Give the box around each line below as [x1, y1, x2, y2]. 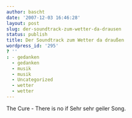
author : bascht [6, 9, 45, 15]
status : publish [6, 32, 48, 38]
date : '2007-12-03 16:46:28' [6, 15, 81, 21]
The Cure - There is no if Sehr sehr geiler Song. [6, 105, 127, 112]
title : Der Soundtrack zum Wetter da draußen [6, 37, 124, 43]
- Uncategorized [12, 77, 53, 83]
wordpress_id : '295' [6, 43, 59, 49]
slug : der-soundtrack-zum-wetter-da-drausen [6, 26, 122, 32]
